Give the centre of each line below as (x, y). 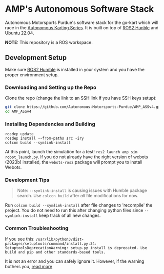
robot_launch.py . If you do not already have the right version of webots (77, 157)
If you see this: (20, 239)
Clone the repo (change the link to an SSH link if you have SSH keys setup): (81, 98)
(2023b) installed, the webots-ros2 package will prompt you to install (74, 162)
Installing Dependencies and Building (50, 124)
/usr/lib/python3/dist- (60, 239)
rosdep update (20, 134)
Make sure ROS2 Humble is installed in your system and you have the (75, 69)
